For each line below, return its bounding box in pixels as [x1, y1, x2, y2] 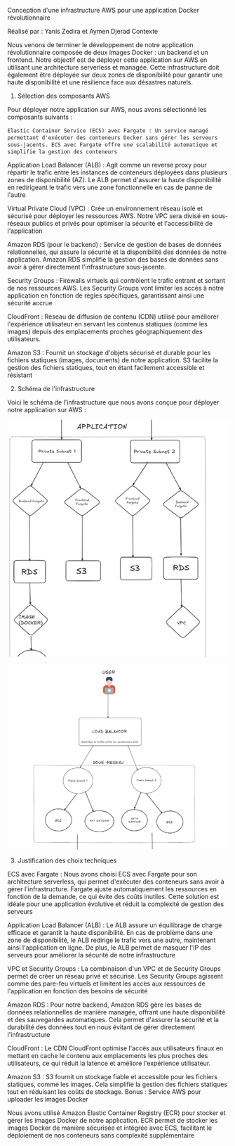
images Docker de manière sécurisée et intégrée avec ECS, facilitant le [7, 1123, 213, 1132]
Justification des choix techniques [17, 856, 117, 865]
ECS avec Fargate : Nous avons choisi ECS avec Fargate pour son [7, 870, 198, 879]
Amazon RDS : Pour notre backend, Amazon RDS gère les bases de [7, 1000, 202, 1009]
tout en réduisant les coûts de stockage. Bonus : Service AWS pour [7, 1088, 201, 1096]
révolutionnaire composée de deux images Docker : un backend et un [7, 49, 208, 56]
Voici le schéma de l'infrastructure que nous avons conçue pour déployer [7, 398, 220, 407]
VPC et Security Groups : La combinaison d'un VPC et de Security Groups [7, 964, 221, 973]
